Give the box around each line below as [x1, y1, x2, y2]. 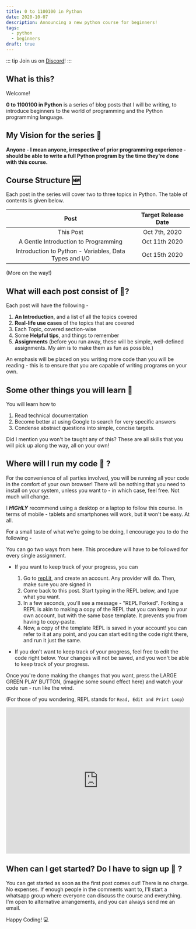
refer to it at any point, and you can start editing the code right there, [23, 630, 188, 638]
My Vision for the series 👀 [6, 130, 102, 140]
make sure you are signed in [23, 580, 92, 588]
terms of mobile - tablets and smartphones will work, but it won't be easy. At [6, 510, 190, 518]
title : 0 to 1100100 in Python [6, 8, 82, 15]
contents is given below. [6, 197, 64, 204]
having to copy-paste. [23, 618, 76, 625]
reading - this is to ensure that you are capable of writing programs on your [6, 362, 187, 369]
